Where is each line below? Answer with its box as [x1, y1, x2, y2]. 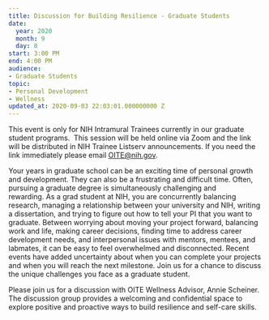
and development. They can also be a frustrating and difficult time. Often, [8, 175, 254, 185]
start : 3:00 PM [8, 49, 60, 58]
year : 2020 [15, 27, 53, 35]
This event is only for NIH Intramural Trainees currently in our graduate [8, 125, 245, 134]
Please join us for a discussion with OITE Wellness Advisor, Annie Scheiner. [8, 285, 260, 295]
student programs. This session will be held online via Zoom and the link [8, 133, 252, 143]
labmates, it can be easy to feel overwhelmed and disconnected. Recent [8, 244, 250, 254]
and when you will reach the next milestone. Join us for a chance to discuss [8, 261, 262, 271]
